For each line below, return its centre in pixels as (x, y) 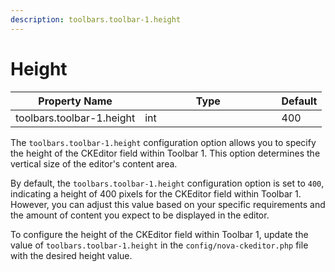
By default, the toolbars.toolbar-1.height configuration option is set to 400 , (167, 183)
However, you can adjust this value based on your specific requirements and (168, 204)
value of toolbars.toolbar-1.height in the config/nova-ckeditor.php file (159, 245)
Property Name (75, 101)
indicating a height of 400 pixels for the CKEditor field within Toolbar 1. (156, 193)
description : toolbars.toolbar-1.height (96, 19)
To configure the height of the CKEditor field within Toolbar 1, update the (159, 234)
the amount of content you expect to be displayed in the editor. (140, 215)
